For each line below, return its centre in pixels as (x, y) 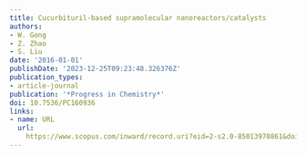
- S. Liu (26, 52)
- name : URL (32, 119)
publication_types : (46, 77)
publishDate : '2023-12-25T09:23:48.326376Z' (95, 69)
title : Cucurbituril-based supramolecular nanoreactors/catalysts (138, 18)
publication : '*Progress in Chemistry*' (87, 94)
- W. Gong (28, 35)
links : (22, 111)
